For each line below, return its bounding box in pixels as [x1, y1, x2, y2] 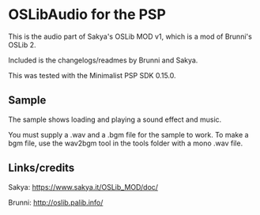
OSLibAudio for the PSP [8, 6, 166, 24]
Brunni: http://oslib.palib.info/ [8, 198, 104, 207]
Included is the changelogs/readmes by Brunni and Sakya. [8, 55, 198, 65]
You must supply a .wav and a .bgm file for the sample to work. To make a [8, 130, 249, 139]
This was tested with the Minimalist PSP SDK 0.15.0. [8, 70, 176, 80]
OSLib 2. [8, 40, 37, 49]
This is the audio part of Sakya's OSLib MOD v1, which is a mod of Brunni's [8, 32, 253, 41]
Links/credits [8, 161, 75, 175]
